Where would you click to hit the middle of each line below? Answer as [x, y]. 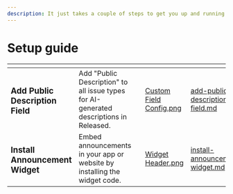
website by [96, 163]
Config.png [163, 108]
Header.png [164, 163]
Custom [158, 90]
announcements [105, 145]
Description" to [103, 82]
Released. [95, 125]
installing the [100, 171]
